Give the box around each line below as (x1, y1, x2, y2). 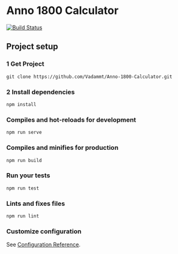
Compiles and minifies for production (6, 144, 118, 152)
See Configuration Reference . (6, 241, 81, 249)
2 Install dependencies (6, 88, 75, 96)
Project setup (6, 41, 59, 52)
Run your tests (6, 171, 50, 180)
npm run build (6, 157, 43, 163)
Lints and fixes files (6, 199, 66, 208)
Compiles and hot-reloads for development (6, 115, 137, 124)
